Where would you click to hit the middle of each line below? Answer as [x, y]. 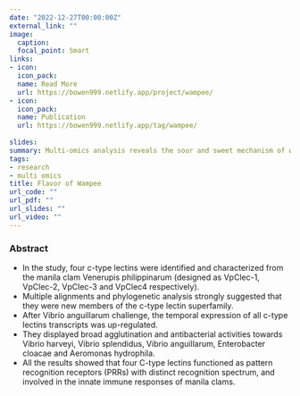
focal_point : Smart [54, 51]
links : [21, 59]
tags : [19, 159]
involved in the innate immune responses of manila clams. [129, 382]
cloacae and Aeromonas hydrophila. [88, 353]
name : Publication [52, 117]
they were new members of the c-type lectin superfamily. [128, 306]
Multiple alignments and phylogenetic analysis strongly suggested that [152, 296]
